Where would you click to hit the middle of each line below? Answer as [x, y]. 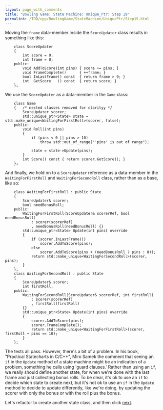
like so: [12, 183]
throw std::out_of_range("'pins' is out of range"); [95, 142]
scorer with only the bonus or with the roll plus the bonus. [63, 393]
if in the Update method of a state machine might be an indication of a [76, 362]
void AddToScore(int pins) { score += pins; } [71, 68]
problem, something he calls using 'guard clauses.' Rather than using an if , [81, 367]
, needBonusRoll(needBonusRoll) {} [67, 227]
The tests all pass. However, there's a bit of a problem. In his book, [72, 352]
